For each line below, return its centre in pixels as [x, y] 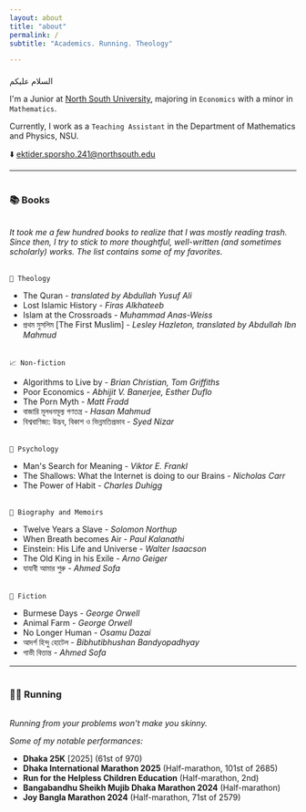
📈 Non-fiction [37, 363]
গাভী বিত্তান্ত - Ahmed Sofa [64, 652]
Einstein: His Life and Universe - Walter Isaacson [114, 549]
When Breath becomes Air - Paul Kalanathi [103, 539]
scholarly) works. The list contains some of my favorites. [116, 251]
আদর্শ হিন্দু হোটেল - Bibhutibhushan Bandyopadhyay [111, 642]
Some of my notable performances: [76, 741]
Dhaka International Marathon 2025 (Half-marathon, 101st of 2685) [150, 768]
